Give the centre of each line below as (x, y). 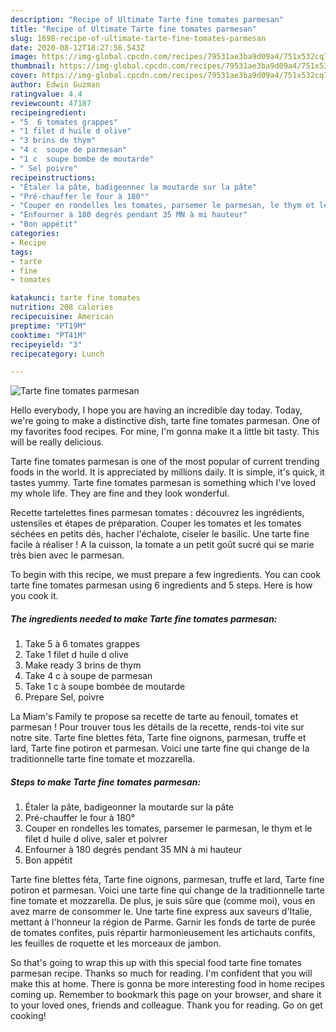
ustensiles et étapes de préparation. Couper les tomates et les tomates (156, 523)
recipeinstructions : (53, 177)
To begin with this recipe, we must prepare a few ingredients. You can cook (166, 575)
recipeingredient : (48, 112)
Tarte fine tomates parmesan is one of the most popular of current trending (165, 462)
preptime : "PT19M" (48, 326)
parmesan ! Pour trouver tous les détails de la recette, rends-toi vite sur (157, 727)
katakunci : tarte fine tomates (75, 298)
